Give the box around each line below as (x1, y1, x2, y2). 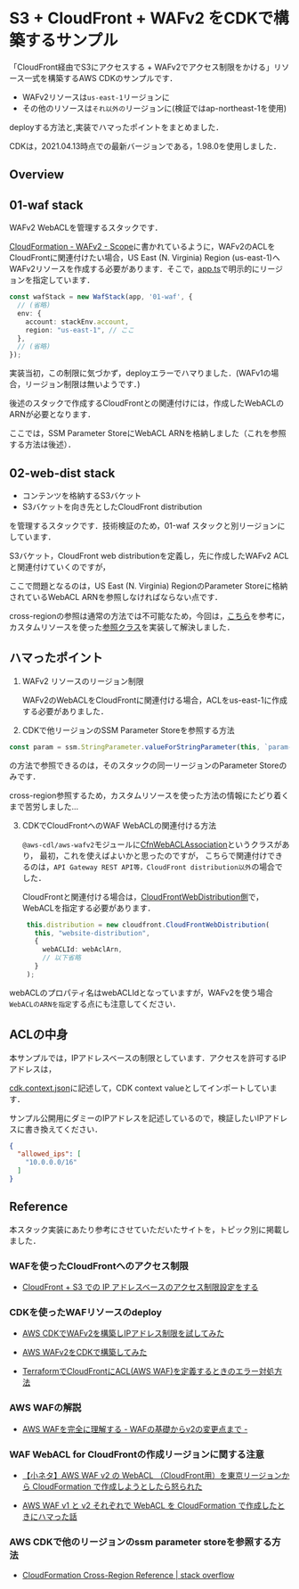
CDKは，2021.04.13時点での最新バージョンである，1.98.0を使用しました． (9, 140, 282, 152)
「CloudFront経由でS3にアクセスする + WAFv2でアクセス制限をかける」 (9, 62, 274, 72)
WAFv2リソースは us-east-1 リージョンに (21, 91, 171, 103)
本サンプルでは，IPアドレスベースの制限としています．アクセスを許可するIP (9, 1052, 287, 1063)
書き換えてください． (24, 1124, 102, 1134)
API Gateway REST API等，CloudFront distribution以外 (53, 862, 252, 872)
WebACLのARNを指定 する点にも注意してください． (9, 998, 181, 1009)
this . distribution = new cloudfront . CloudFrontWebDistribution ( (26, 920, 270, 929)
